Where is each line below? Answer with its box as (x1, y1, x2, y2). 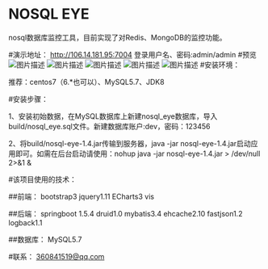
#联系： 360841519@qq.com (8, 251, 105, 261)
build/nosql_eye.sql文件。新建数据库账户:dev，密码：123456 (8, 121, 211, 131)
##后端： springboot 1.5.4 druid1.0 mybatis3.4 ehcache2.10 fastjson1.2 (8, 208, 243, 218)
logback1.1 (8, 217, 43, 227)
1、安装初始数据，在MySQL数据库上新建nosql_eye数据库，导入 (8, 111, 218, 121)
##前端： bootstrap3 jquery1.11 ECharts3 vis (8, 191, 155, 201)
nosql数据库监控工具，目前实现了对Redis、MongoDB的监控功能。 (8, 32, 227, 42)
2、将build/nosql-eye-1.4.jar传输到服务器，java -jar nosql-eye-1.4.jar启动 (8, 138, 252, 148)
